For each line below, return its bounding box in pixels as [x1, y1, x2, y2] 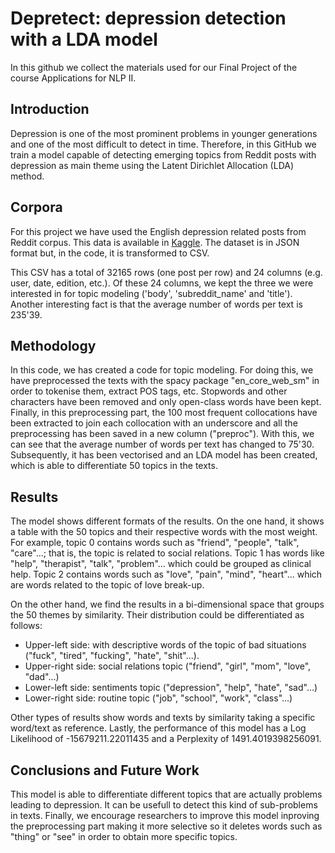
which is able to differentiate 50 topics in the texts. [10, 460, 218, 472]
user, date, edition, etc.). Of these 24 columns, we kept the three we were [10, 277, 314, 289]
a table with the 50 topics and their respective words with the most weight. [10, 526, 318, 538]
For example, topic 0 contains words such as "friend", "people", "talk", [10, 537, 300, 549]
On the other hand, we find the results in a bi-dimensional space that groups [10, 598, 325, 611]
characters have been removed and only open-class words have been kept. [10, 396, 322, 408]
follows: [10, 620, 43, 632]
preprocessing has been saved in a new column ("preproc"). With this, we [10, 428, 315, 440]
